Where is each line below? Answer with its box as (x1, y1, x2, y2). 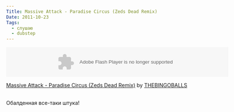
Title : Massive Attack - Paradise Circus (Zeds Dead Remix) (6, 8, 158, 15)
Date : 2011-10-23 (6, 14, 49, 20)
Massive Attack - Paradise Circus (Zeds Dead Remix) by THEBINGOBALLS (6, 82, 188, 89)
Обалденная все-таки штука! (6, 100, 80, 107)
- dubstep (11, 31, 36, 37)
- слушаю (11, 25, 33, 31)
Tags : (6, 19, 20, 25)
